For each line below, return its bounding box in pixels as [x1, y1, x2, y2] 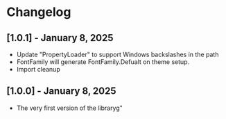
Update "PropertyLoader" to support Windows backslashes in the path [16, 50, 219, 58]
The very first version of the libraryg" [16, 104, 123, 112]
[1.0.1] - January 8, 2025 [6, 32, 114, 44]
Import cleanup [16, 65, 60, 73]
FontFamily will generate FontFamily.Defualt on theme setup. [16, 58, 190, 66]
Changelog [6, 4, 71, 20]
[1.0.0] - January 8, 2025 [6, 85, 116, 97]
